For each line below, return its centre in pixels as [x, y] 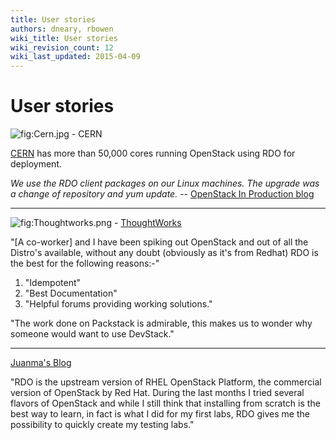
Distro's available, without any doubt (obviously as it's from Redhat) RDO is [164, 253]
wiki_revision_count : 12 [62, 47]
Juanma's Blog [41, 363]
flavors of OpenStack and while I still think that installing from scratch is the [165, 403]
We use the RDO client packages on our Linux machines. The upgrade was [165, 183]
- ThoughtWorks [147, 223]
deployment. [36, 164]
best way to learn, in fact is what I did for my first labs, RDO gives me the [160, 414]
